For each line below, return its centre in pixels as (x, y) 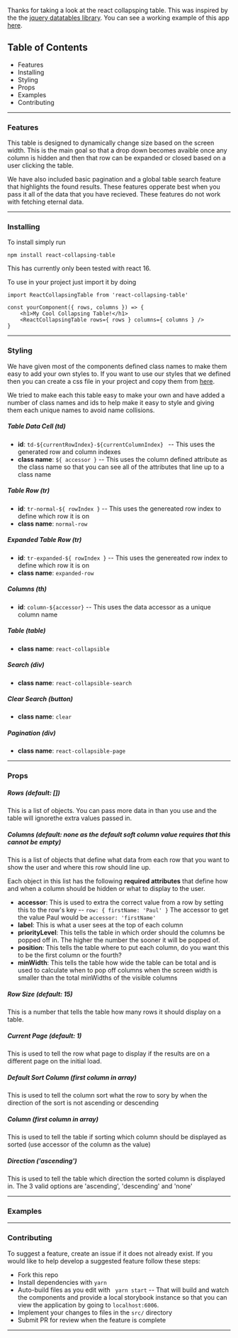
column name (38, 614)
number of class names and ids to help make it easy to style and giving (111, 402)
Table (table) (27, 631)
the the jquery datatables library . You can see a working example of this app (119, 18)
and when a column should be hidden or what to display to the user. (106, 889)
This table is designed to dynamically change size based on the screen (111, 143)
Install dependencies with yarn (62, 1282)
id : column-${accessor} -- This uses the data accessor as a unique (114, 607)
